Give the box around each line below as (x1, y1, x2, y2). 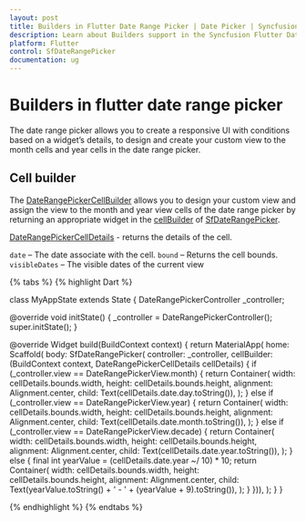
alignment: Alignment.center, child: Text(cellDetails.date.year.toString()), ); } (9, 445, 293, 456)
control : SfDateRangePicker (9, 47, 117, 56)
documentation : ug (9, 55, 79, 65)
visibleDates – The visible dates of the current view (9, 258, 205, 269)
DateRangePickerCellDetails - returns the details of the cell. (9, 231, 232, 242)
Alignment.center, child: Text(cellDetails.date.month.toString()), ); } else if (9, 416, 284, 427)
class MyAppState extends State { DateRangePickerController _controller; (9, 294, 285, 305)
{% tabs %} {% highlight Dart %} (9, 276, 133, 287)
